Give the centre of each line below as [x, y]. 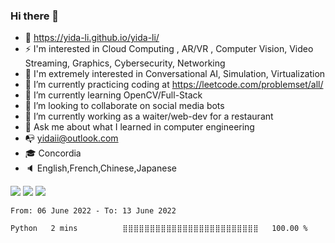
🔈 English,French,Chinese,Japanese [100, 168]
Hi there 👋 [35, 16]
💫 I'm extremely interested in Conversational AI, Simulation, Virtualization [175, 74]
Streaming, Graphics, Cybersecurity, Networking [125, 63]
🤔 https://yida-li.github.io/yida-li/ [92, 38]
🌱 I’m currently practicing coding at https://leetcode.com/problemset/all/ [174, 85]
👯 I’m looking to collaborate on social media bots [124, 106]
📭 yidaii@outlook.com [71, 138]
